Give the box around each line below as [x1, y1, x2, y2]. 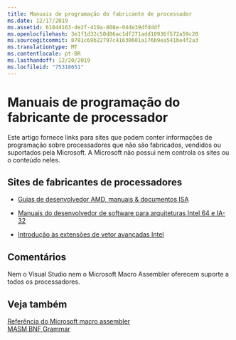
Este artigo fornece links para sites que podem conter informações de [7, 133, 213, 141]
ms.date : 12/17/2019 [7, 17, 69, 24]
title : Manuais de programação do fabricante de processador [7, 10, 193, 18]
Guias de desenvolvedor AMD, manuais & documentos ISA [17, 195, 189, 204]
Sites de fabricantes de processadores [7, 176, 183, 188]
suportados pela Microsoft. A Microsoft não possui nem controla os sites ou [7, 148, 230, 157]
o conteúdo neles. [7, 155, 60, 164]
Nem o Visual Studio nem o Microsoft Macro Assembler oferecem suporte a [7, 270, 230, 279]
